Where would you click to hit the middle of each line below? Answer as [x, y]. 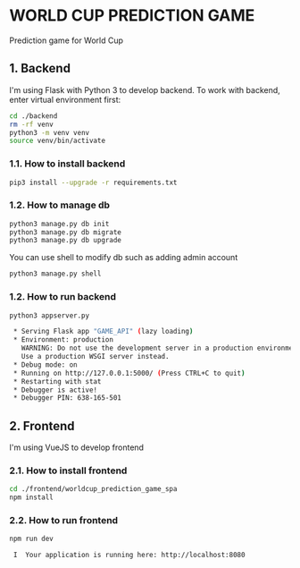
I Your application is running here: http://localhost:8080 [129, 555]
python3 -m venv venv [50, 132]
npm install [31, 497]
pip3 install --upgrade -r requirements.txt [93, 182]
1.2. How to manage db [59, 205]
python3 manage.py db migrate [66, 232]
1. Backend [40, 68]
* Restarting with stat [57, 381]
